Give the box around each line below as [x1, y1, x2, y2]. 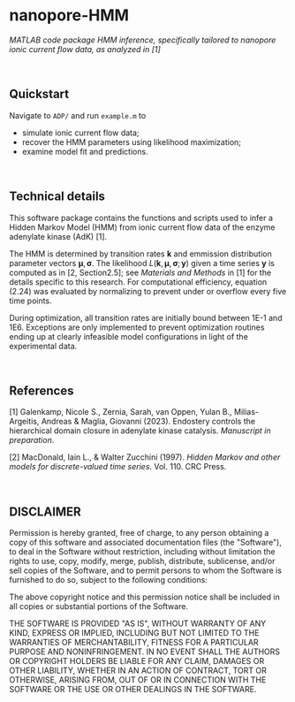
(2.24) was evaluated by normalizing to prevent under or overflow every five [9, 286, 287, 296]
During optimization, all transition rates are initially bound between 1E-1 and [9, 312, 283, 323]
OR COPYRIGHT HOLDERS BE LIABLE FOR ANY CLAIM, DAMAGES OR [9, 656, 265, 667]
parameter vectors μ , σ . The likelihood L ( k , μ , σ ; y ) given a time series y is [9, 257, 276, 268]
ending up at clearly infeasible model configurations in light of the [9, 331, 249, 341]
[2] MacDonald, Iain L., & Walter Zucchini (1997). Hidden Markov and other [9, 452, 281, 462]
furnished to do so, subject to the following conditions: [9, 575, 208, 585]
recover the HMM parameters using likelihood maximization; [21, 136, 241, 147]
